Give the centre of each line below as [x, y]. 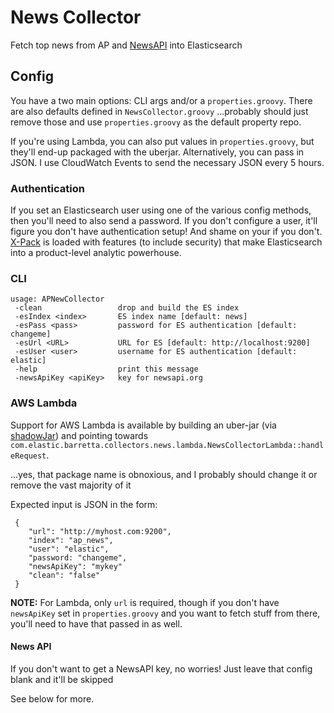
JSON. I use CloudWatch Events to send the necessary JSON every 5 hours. [167, 162]
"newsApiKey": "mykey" [75, 566]
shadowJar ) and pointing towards [79, 435]
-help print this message [106, 369]
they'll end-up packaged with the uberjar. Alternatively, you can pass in [157, 152]
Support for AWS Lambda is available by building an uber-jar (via [143, 425]
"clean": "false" [64, 575]
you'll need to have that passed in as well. [96, 623]
